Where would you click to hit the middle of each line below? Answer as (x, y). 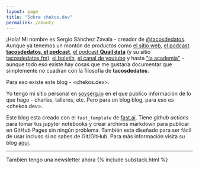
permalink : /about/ (30, 22)
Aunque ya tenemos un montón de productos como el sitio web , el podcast (98, 45)
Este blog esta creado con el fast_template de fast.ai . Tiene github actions (97, 118)
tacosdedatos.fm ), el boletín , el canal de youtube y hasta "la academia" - (95, 58)
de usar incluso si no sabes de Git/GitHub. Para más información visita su (96, 136)
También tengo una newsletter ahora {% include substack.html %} (87, 160)
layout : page (22, 12)
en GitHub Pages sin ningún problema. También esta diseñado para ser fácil (99, 130)
